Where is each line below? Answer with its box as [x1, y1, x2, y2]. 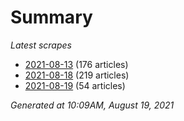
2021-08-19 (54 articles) [24, 79, 126, 91]
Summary [10, 6, 93, 29]
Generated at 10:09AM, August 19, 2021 [10, 99, 175, 111]
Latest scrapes [10, 39, 72, 51]
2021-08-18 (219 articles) [24, 69, 130, 81]
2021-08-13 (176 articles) [24, 58, 129, 70]
